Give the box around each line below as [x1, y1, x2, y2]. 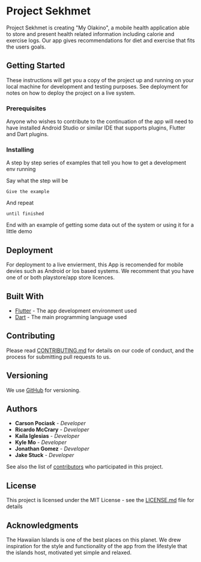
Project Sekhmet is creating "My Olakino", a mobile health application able [6, 24, 190, 31]
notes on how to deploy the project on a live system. [6, 89, 136, 97]
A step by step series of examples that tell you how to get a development [6, 159, 187, 166]
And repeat [6, 199, 34, 206]
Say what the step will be [6, 177, 68, 184]
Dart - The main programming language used [14, 313, 127, 320]
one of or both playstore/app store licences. [6, 274, 115, 281]
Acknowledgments [6, 520, 79, 530]
